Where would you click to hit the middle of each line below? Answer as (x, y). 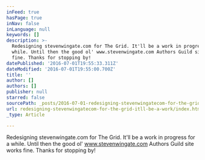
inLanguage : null (28, 29)
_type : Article (26, 115)
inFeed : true (23, 12)
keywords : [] (23, 35)
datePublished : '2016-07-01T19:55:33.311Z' (63, 63)
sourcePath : (21, 103)
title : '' (19, 75)
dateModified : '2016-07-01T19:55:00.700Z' (61, 69)
